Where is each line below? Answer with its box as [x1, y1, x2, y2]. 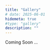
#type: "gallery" [5, 21, 41, 26]
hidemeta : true [5, 16, 37, 21]
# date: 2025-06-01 [5, 12, 46, 17]
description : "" [5, 26, 39, 31]
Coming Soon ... [5, 39, 38, 45]
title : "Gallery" [5, 7, 41, 12]
